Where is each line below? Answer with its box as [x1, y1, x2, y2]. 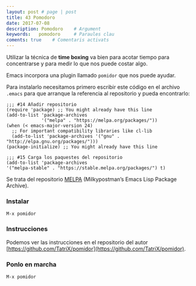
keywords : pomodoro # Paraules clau [6, 31, 115, 37]
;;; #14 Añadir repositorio [6, 102, 77, 108]
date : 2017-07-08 [6, 20, 50, 26]
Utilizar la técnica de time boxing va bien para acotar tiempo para [6, 54, 170, 60]
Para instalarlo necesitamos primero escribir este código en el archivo [6, 83, 180, 91]
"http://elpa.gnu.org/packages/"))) [6, 138, 98, 145]
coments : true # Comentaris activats [6, 37, 110, 43]
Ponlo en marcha [6, 260, 57, 268]
